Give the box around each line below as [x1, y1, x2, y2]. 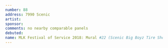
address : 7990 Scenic [5, 12, 50, 17]
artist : [5, 16, 21, 21]
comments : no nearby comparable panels [5, 26, 88, 31]
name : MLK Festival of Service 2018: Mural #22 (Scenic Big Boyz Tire [5, 35, 155, 40]
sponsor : [5, 21, 23, 26]
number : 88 [5, 7, 28, 12]
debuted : [5, 30, 23, 35]
